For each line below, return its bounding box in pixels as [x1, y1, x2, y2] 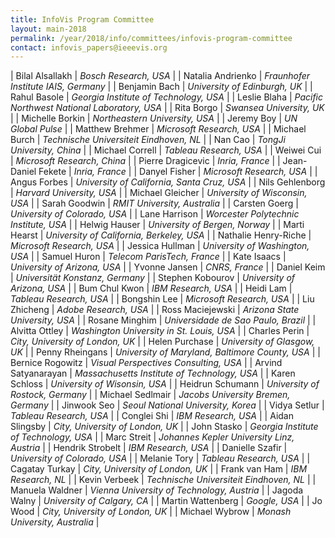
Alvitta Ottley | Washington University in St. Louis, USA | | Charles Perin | [10, 325, 310, 337]
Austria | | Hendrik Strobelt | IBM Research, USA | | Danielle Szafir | [10, 442, 288, 454]
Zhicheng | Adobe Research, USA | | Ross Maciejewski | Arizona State [10, 304, 300, 316]
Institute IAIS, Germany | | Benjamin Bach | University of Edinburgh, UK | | [10, 81, 313, 93]
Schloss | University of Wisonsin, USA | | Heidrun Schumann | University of [10, 378, 320, 390]
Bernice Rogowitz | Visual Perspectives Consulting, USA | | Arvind [10, 357, 283, 369]
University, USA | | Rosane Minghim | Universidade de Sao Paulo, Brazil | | [10, 314, 317, 326]
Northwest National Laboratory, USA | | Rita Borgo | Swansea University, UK [10, 102, 325, 114]
